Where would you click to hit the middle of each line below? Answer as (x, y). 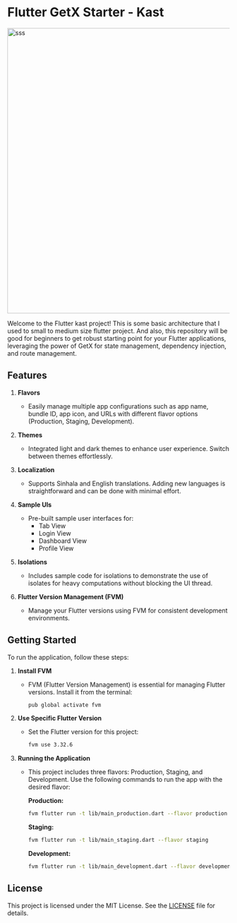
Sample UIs (35, 505)
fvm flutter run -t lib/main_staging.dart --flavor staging (118, 840)
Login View (55, 533)
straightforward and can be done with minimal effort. (104, 490)
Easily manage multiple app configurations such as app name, (118, 406)
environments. (49, 617)
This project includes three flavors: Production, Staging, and (115, 772)
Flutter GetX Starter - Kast (86, 12)
